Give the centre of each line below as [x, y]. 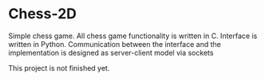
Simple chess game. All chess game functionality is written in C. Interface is [133, 36]
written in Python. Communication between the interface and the [115, 44]
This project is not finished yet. [59, 67]
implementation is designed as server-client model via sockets [111, 52]
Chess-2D [43, 14]
